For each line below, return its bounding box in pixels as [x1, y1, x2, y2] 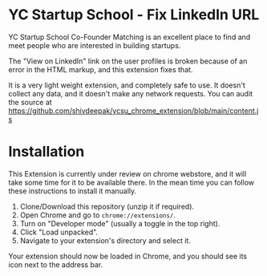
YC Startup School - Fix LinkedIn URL [8, 6, 260, 24]
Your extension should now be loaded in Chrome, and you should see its [8, 251, 247, 261]
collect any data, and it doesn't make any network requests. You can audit [8, 88, 253, 98]
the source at [8, 97, 52, 107]
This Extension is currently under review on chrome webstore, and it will [8, 168, 247, 178]
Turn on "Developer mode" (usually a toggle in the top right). [19, 218, 220, 228]
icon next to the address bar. [8, 259, 103, 270]
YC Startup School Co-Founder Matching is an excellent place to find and [8, 32, 251, 42]
